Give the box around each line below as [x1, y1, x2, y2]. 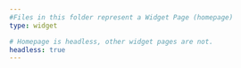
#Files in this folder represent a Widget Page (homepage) [9, 12, 234, 22]
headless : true [9, 45, 66, 54]
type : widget [9, 21, 58, 30]
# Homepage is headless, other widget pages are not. [9, 37, 214, 46]
